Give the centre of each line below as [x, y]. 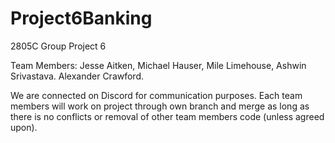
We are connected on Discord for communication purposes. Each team [156, 95]
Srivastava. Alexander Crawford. [77, 76]
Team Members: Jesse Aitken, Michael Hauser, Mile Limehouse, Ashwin [158, 65]
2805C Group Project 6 [58, 46]
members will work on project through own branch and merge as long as [160, 106]
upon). [24, 127]
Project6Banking [81, 18]
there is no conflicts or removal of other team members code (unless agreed [167, 116]
